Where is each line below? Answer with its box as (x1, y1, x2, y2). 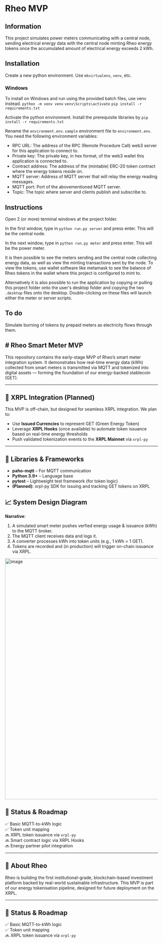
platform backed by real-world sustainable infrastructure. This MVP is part (5, 880, 154, 886)
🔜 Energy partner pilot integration (5, 842, 73, 848)
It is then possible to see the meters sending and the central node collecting (5, 255, 157, 260)
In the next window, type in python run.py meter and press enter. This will (5, 240, 152, 246)
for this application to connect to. (12, 148, 79, 154)
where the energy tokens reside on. (12, 169, 83, 174)
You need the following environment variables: (5, 133, 98, 139)
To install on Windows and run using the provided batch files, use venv (5, 96, 147, 102)
